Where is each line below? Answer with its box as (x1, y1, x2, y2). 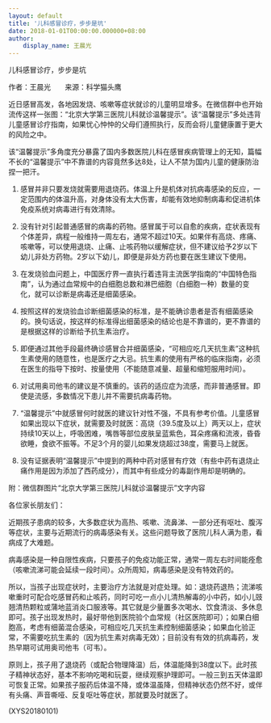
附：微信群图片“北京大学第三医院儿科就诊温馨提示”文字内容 (8, 483, 206, 493)
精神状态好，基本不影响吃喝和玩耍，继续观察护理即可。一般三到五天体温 (15, 670, 256, 679)
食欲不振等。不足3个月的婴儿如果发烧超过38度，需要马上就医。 (41, 439, 252, 448)
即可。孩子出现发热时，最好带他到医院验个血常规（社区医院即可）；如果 (8, 612, 245, 622)
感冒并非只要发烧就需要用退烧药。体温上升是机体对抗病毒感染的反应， (19, 184, 254, 194)
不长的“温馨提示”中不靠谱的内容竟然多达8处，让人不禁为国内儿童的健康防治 (8, 157, 260, 166)
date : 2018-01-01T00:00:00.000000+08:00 (8, 27, 147, 35)
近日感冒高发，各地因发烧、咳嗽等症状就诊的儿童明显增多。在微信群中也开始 (8, 99, 263, 109)
